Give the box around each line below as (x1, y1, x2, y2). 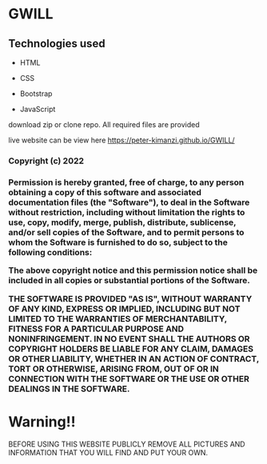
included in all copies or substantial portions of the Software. (8, 275, 250, 286)
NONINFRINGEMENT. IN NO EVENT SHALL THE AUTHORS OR (8, 333, 250, 344)
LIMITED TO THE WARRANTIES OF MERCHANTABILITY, (8, 313, 228, 324)
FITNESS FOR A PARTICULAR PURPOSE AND (8, 323, 185, 334)
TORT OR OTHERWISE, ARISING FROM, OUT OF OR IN (8, 363, 219, 374)
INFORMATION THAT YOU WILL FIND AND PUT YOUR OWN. (8, 447, 209, 457)
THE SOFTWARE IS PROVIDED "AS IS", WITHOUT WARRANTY (8, 293, 253, 304)
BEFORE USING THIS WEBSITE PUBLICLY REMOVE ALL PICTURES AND (8, 439, 245, 449)
